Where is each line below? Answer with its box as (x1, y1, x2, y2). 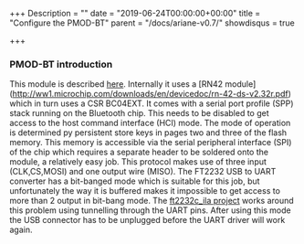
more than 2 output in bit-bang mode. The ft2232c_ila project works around (9, 196, 294, 207)
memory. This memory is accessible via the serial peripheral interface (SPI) (9, 137, 292, 148)
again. (9, 224, 34, 236)
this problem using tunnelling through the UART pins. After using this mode (9, 205, 292, 216)
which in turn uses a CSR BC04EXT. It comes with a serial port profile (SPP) (9, 98, 294, 109)
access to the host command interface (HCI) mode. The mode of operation (9, 118, 291, 129)
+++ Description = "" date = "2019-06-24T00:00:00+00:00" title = (9, 8, 261, 18)
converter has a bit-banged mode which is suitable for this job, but (9, 175, 260, 186)
